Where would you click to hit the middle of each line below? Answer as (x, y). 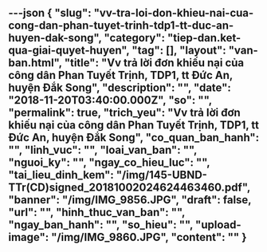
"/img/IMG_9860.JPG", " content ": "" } (149, 237)
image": (29, 237)
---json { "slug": (50, 13)
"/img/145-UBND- (161, 175)
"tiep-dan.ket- (204, 38)
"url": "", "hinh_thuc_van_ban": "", (97, 213)
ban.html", (35, 63)
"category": (135, 38)
